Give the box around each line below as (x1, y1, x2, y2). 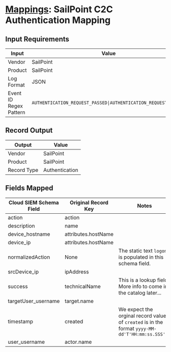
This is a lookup (118, 276, 156, 284)
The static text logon (118, 247, 167, 254)
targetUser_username (8, 297, 60, 305)
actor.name (64, 338, 92, 345)
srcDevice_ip (8, 268, 39, 275)
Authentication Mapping (5, 14, 111, 26)
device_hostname (8, 231, 50, 238)
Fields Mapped (5, 184, 53, 192)
